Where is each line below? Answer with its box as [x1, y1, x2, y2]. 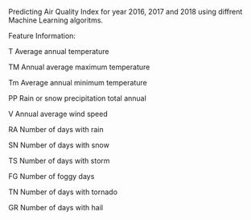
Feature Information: [8, 31, 76, 40]
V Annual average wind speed [8, 109, 108, 118]
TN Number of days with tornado [8, 187, 118, 197]
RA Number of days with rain [8, 125, 105, 134]
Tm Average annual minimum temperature [8, 78, 147, 87]
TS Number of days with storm [8, 156, 110, 165]
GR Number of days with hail [8, 203, 103, 212]
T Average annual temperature [8, 47, 109, 56]
